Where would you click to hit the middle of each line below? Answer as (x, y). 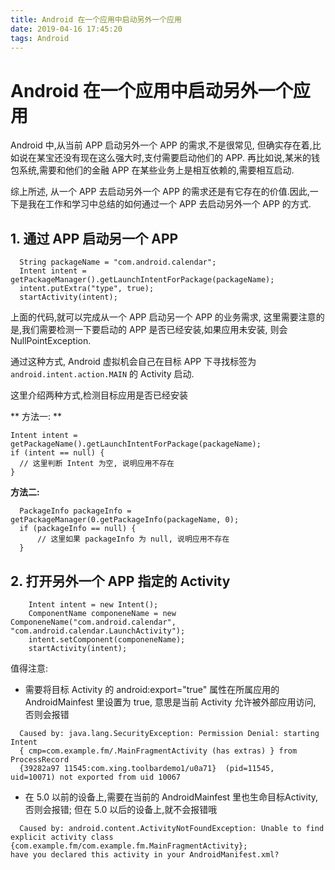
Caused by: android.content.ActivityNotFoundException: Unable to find (172, 828)
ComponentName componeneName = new (102, 613)
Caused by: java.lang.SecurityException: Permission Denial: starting (169, 733)
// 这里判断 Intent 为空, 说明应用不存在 (97, 464)
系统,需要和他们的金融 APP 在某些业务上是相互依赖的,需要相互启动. (156, 170)
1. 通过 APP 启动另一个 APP (94, 238)
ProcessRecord (40, 759)
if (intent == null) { (57, 453)
